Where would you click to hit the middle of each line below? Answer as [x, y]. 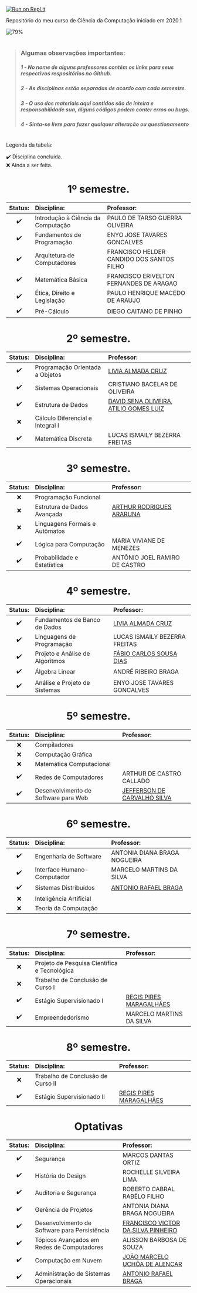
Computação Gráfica [64, 754]
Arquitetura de [55, 256]
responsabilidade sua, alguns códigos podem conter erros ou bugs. [105, 110]
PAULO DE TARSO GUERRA [145, 218]
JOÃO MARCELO [145, 1256]
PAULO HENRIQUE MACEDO [146, 293]
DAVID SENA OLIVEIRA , [140, 401]
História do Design [60, 1176]
